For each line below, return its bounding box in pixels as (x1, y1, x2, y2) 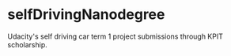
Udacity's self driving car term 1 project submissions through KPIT (7, 32, 223, 41)
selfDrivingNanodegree (7, 6, 165, 24)
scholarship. (7, 39, 48, 49)
